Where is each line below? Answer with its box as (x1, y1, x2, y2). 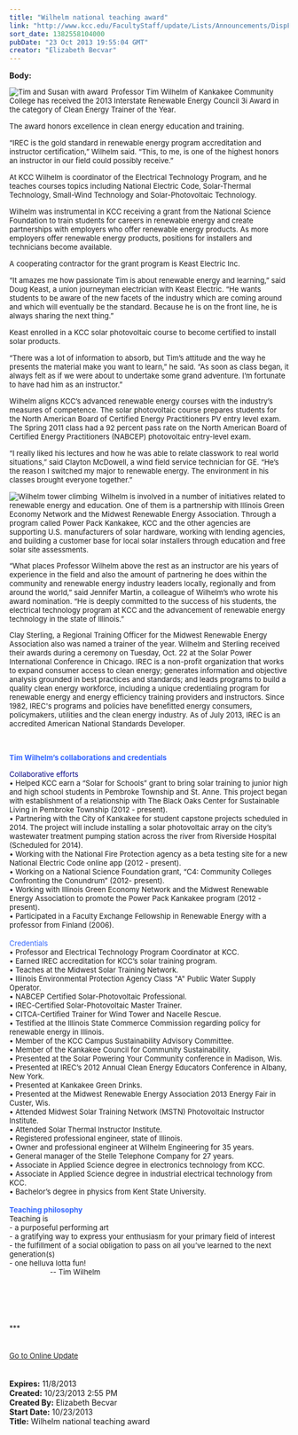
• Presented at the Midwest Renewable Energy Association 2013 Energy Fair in (9, 1089, 277, 1100)
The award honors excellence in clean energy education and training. (9, 122, 245, 131)
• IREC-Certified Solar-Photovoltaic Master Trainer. (9, 1000, 183, 1011)
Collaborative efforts (9, 769, 79, 780)
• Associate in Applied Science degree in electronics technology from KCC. (9, 1160, 265, 1171)
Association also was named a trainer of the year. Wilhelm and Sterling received (9, 639, 280, 649)
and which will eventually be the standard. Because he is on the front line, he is (9, 302, 278, 312)
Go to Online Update (9, 1351, 79, 1361)
